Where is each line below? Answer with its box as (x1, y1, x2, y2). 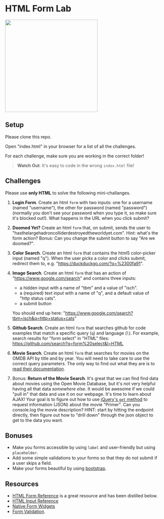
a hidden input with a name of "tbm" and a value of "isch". (19, 284, 138, 291)
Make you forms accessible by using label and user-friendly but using (12, 445, 156, 450)
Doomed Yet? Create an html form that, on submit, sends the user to (12, 225, 151, 231)
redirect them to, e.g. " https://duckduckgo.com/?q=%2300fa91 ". (12, 260, 144, 266)
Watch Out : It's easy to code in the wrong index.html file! (17, 162, 134, 168)
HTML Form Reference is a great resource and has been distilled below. (12, 493, 158, 499)
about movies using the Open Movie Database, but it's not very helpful (12, 381, 156, 386)
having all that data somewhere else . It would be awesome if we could (12, 385, 155, 392)
